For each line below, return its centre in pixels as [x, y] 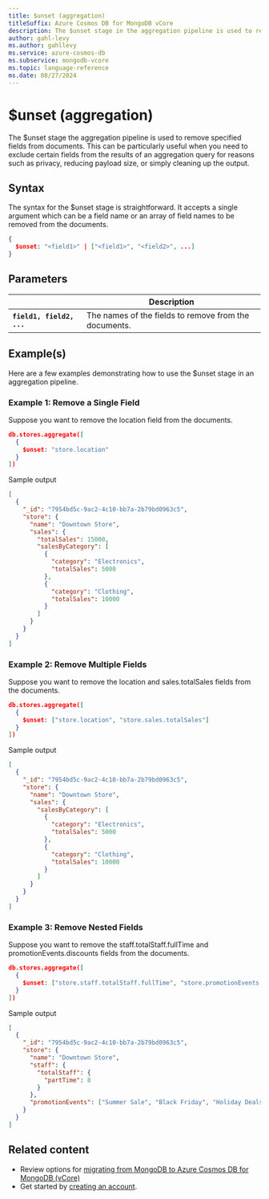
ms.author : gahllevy [43, 46]
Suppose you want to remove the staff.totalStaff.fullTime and [108, 945]
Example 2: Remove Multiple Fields [78, 665]
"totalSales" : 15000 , [73, 539]
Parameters [38, 279]
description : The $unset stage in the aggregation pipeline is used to [130, 30]
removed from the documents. [58, 225]
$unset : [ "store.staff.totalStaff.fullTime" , [100, 983]
